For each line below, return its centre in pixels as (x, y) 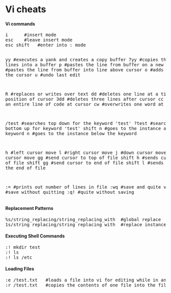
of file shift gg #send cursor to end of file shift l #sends (84, 163)
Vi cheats (26, 9)
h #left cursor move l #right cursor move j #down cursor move (86, 153)
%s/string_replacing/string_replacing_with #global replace (83, 219)
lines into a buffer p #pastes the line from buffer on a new (84, 65)
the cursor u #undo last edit (43, 75)
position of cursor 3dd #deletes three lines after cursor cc (84, 99)
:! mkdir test (23, 247)
